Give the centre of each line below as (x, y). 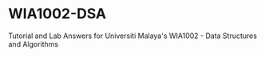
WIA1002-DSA (57, 14)
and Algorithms (33, 44)
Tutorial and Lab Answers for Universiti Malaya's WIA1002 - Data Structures (133, 36)
